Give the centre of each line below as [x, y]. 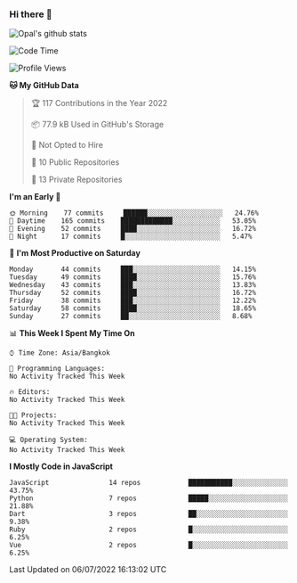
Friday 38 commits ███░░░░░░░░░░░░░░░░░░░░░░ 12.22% [132, 301]
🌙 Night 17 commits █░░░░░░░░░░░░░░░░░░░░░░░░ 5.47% [131, 237]
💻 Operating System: [49, 440]
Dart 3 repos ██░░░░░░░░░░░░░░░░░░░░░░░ [149, 514]
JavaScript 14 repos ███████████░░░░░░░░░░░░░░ [149, 483]
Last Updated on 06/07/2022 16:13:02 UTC [88, 570]
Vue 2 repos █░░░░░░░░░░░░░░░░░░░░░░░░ [149, 546]
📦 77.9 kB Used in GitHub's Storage [97, 125]
